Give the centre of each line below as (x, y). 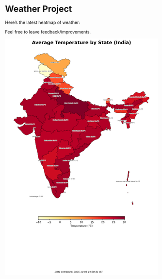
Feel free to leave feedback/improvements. (48, 32)
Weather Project (39, 9)
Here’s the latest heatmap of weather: (42, 22)
